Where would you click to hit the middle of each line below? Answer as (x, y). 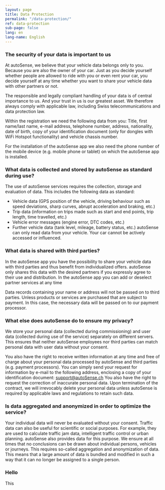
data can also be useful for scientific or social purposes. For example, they (81, 428)
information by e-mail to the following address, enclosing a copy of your (78, 373)
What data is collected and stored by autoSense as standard (79, 170)
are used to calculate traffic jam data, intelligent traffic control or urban (77, 433)
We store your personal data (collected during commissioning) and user (78, 332)
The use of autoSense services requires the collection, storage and (73, 187)
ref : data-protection (27, 23)
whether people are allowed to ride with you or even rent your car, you (76, 76)
